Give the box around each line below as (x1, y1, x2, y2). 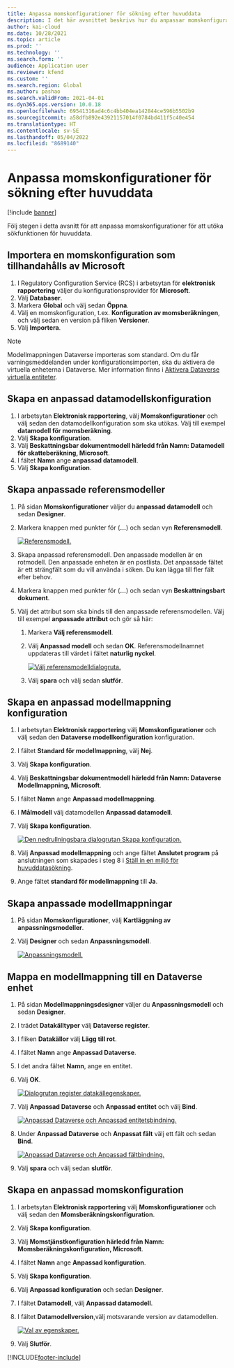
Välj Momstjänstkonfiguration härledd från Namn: (17, 1237, 164, 1246)
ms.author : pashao (7, 88, 61, 95)
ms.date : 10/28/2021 (7, 29, 68, 37)
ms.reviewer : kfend (7, 68, 64, 75)
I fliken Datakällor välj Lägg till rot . (17, 1035, 117, 1043)
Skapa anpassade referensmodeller (7, 483, 166, 496)
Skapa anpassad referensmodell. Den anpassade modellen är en (17, 550, 203, 559)
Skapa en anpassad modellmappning (7, 696, 172, 708)
